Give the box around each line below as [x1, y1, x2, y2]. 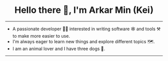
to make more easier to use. [12, 33, 70, 39]
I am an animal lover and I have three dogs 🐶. [12, 46, 105, 52]
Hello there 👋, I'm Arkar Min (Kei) [14, 4, 154, 16]
